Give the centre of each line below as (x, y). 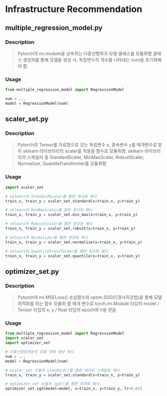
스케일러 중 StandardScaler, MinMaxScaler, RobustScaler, (86, 157)
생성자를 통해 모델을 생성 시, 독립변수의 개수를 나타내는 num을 (83, 60)
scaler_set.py (27, 119)
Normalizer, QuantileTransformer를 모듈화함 (62, 163)
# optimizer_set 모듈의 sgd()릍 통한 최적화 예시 (52, 384)
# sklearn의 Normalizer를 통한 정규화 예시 (47, 237)
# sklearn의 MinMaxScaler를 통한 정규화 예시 (49, 210)
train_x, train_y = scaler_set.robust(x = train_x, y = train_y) (70, 229)
